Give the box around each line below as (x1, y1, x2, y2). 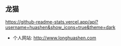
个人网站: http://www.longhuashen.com (12, 35, 96, 41)
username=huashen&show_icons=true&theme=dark (5, 24, 116, 30)
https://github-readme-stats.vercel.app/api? (5, 18, 98, 25)
